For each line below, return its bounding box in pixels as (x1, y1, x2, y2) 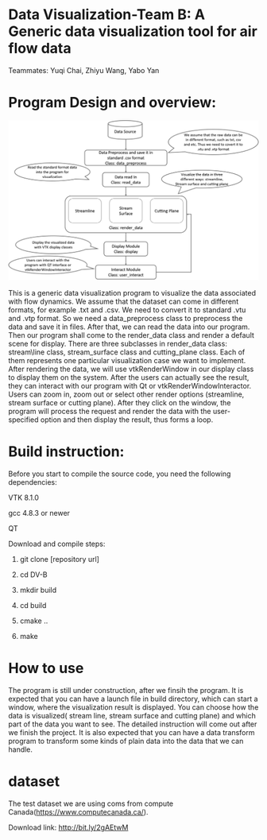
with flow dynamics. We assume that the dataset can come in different (8, 296, 239, 307)
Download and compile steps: (8, 539, 106, 549)
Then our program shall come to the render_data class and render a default (8, 331, 254, 340)
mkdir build (19, 586, 57, 595)
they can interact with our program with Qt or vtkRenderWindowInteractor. (8, 381, 252, 391)
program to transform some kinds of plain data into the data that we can (8, 737, 244, 746)
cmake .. (19, 616, 48, 625)
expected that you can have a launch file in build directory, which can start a (8, 694, 258, 704)
